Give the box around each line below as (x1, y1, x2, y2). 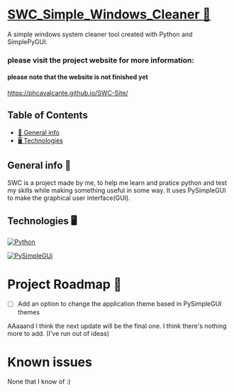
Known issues (7, 354, 92, 370)
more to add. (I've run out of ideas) (7, 329, 110, 337)
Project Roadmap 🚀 (7, 276, 122, 292)
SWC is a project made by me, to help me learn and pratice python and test (7, 178, 228, 187)
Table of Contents (7, 110, 89, 122)
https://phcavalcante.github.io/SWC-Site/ (7, 89, 129, 97)
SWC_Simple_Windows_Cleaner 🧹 (7, 6, 211, 23)
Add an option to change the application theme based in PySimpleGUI (17, 300, 222, 308)
